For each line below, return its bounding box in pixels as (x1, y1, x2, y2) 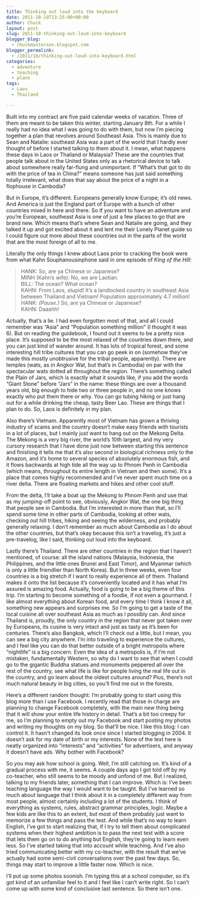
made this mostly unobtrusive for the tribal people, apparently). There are (6, 355, 186, 362)
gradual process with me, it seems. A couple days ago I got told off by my (6, 766, 187, 773)
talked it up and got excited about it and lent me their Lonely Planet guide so (6, 225, 192, 232)
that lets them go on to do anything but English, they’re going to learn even (6, 836, 189, 843)
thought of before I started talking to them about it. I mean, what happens (6, 144, 186, 152)
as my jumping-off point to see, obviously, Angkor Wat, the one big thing (6, 497, 184, 505)
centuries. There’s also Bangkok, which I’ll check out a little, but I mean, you (6, 629, 192, 637)
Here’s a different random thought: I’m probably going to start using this (6, 691, 182, 698)
